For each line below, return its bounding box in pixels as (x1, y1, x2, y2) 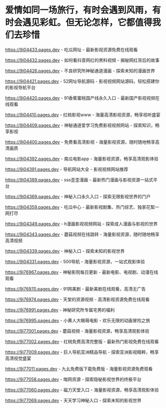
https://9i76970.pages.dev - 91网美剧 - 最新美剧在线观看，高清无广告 (5, 286, 146, 291)
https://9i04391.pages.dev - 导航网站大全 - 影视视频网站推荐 (5, 166, 128, 172)
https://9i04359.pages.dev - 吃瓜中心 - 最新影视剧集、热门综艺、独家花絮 (5, 204, 155, 210)
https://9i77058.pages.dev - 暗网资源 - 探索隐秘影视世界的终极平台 (5, 376, 142, 382)
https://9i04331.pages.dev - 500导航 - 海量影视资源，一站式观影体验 (5, 258, 145, 264)
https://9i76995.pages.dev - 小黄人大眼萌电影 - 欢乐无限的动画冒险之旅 (5, 317, 151, 323)
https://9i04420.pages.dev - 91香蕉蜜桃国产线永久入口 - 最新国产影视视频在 (5, 95, 160, 101)
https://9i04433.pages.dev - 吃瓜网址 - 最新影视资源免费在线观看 (5, 47, 138, 53)
